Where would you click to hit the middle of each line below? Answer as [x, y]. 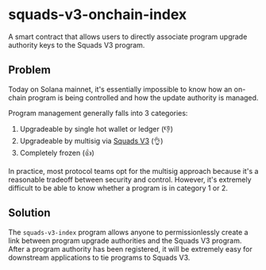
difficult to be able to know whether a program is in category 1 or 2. [118, 187]
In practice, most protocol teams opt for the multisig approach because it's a [133, 171]
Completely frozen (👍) [57, 152]
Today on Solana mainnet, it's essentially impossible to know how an [120, 89]
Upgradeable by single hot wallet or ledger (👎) [96, 129]
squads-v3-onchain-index [98, 15]
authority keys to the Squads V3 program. [77, 44]
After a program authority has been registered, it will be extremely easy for [130, 249]
